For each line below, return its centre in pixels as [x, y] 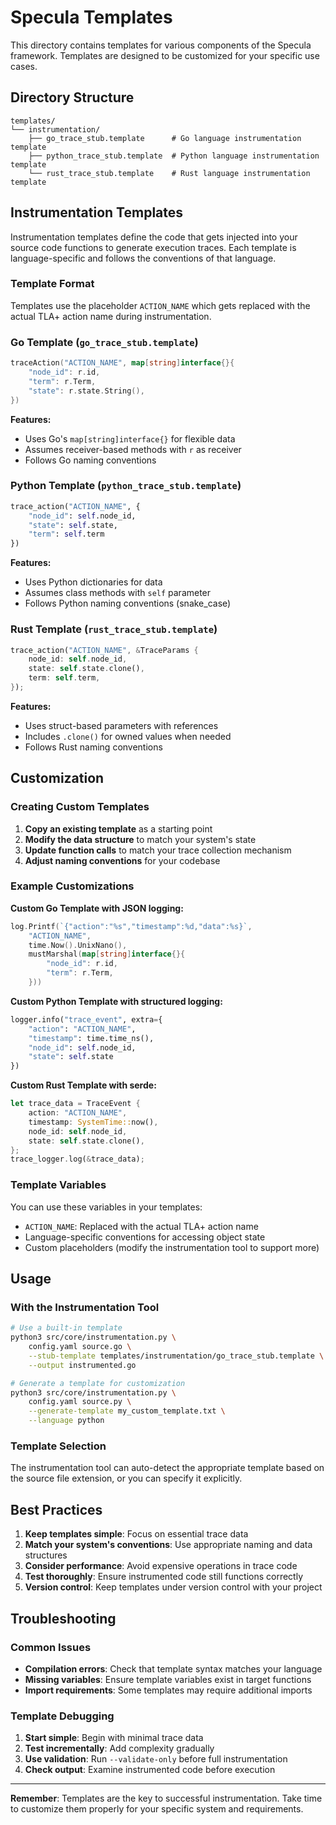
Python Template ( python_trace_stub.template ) [126, 486]
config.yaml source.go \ [80, 1347]
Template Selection [58, 1446]
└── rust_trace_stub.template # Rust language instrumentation [169, 173]
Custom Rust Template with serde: [83, 1085]
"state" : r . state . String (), [86, 391]
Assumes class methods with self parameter [118, 593]
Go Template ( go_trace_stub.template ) [104, 342]
